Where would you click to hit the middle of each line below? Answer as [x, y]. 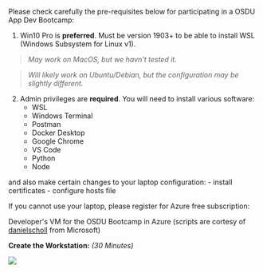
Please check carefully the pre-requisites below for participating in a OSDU [132, 12]
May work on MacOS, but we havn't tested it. [102, 59]
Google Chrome [58, 141]
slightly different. [55, 83]
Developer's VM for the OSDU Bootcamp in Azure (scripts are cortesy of [127, 222]
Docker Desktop [58, 133]
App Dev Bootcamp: [41, 20]
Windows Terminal [62, 116]
